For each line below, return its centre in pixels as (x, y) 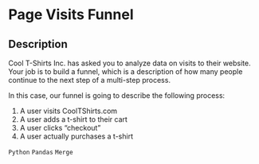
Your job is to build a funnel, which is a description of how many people (126, 72)
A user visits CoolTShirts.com (69, 111)
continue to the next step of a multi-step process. (90, 80)
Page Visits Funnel (71, 15)
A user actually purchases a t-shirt (77, 136)
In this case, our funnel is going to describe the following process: (117, 96)
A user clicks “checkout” (60, 128)
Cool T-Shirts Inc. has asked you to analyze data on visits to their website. (129, 63)
